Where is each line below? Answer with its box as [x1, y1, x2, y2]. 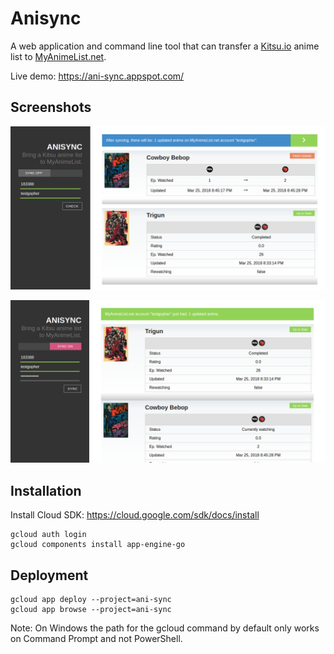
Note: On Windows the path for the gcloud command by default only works [10, 622, 320, 634]
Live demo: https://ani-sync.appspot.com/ [10, 70, 185, 82]
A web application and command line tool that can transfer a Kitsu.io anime [10, 40, 320, 52]
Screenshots [10, 99, 92, 116]
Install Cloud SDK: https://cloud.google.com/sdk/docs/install [10, 509, 260, 521]
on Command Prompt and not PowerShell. [10, 633, 183, 645]
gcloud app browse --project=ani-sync [10, 605, 172, 615]
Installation [10, 482, 82, 499]
